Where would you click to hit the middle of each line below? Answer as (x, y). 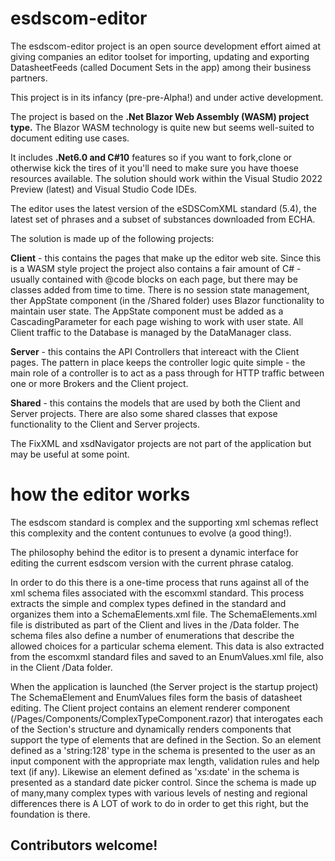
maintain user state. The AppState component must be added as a (147, 311)
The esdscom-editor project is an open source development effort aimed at (165, 46)
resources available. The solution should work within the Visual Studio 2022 (166, 178)
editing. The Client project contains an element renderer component (150, 708)
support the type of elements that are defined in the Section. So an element (166, 739)
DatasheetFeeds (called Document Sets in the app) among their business (161, 67)
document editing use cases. (70, 138)
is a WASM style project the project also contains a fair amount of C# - (156, 268)
